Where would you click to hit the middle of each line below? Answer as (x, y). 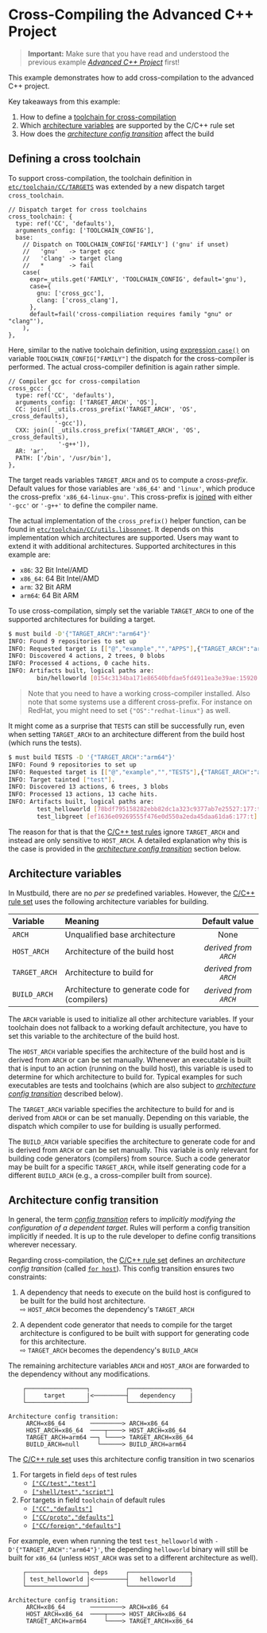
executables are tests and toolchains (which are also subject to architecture (132, 1085)
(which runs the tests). (45, 742)
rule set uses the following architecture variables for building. (108, 901)
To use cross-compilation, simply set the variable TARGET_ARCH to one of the (131, 610)
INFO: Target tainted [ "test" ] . (62, 779)
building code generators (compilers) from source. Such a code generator (129, 1158)
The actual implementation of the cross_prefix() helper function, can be (127, 520)
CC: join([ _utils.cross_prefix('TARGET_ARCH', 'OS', (106, 409)
